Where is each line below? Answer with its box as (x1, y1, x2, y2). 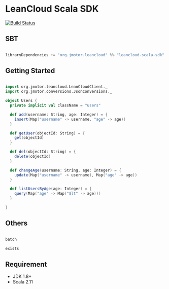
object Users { (5, 98, 38, 103)
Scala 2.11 (12, 279, 33, 285)
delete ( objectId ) (14, 154, 51, 159)
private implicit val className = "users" (10, 103, 101, 108)
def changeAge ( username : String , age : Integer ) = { (10, 168, 122, 173)
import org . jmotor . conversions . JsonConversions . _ (5, 89, 113, 94)
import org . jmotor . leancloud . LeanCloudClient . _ (5, 84, 108, 89)
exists (5, 246, 19, 251)
